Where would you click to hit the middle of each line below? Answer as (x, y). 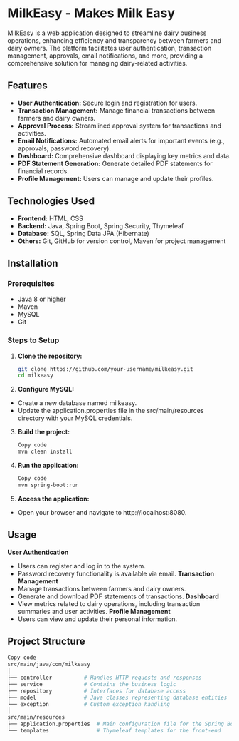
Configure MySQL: (46, 389)
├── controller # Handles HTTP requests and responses (105, 678)
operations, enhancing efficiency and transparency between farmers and (115, 40)
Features (27, 86)
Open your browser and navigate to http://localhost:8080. (102, 512)
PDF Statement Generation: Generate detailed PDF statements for (115, 163)
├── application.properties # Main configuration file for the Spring (116, 724)
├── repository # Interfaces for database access (97, 691)
